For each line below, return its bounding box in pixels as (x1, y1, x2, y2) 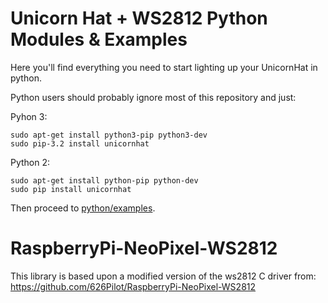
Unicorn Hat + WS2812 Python (10, 7, 268, 30)
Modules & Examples (10, 28, 188, 51)
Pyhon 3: (10, 110, 48, 122)
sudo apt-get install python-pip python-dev (10, 175, 199, 186)
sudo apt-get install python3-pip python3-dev (10, 130, 208, 140)
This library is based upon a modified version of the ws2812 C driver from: (10, 270, 317, 282)
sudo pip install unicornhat (10, 184, 132, 194)
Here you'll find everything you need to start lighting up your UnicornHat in (10, 61, 318, 73)
